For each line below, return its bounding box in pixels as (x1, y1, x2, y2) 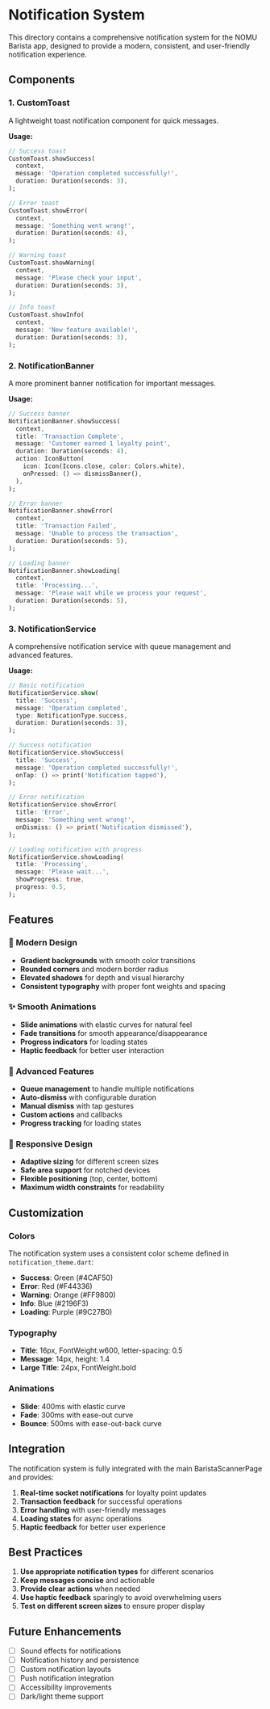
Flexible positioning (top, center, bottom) (19, 1174, 159, 1184)
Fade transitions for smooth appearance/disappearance (19, 1028, 208, 1038)
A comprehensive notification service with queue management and (8, 642, 231, 651)
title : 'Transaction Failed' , (15, 522, 117, 530)
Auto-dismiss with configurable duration (19, 1092, 157, 1102)
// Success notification (8, 741, 92, 749)
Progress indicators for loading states (19, 1037, 147, 1046)
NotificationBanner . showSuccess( (8, 417, 121, 425)
